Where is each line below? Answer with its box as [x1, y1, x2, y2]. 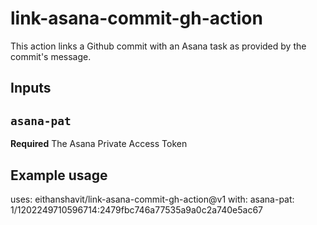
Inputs [10, 80, 52, 97]
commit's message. [10, 50, 92, 62]
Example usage [10, 167, 108, 184]
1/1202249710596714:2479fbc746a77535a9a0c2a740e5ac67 [10, 203, 263, 216]
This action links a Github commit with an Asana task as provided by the [10, 40, 307, 52]
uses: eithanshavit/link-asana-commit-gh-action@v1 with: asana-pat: [10, 193, 295, 205]
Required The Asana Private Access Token [10, 138, 188, 150]
